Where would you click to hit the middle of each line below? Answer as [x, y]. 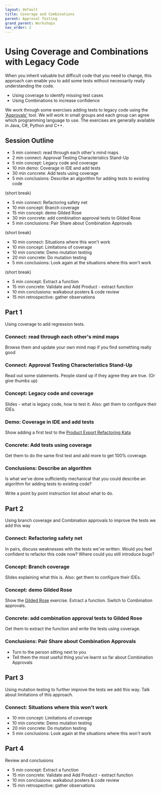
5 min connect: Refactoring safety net [50, 202]
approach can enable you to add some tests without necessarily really [75, 81]
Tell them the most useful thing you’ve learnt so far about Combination [82, 657]
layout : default [21, 9]
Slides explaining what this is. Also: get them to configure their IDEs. [73, 577]
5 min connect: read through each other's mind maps [65, 152]
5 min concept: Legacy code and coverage [55, 163]
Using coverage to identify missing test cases [57, 95]
